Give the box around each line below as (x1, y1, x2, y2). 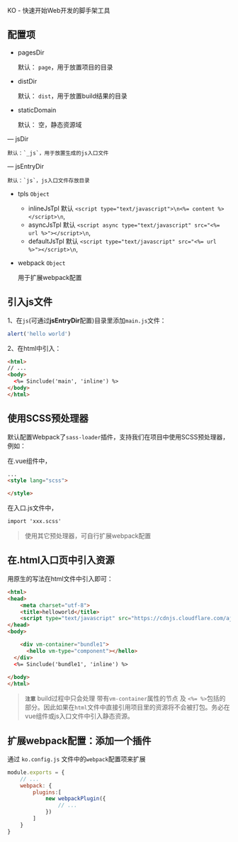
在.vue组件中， (7, 456, 52, 465)
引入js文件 (7, 296, 53, 308)
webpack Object (17, 258, 66, 267)
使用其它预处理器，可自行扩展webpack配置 (24, 532, 151, 540)
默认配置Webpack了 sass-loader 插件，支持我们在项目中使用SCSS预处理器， (7, 432, 229, 441)
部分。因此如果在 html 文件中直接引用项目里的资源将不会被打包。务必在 (24, 703, 230, 712)
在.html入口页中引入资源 (7, 554, 115, 566)
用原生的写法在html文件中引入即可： (7, 574, 113, 583)
